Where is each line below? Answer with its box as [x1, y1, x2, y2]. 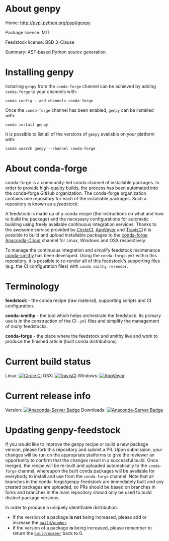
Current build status [5, 356, 91, 367]
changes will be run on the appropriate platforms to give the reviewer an [5, 451, 155, 458]
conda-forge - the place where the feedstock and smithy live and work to [5, 333, 158, 339]
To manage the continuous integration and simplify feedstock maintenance [5, 247, 160, 253]
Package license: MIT [5, 29, 50, 35]
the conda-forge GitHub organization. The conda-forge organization [5, 190, 147, 196]
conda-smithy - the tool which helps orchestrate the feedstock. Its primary [5, 313, 161, 319]
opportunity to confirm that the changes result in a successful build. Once [5, 457, 158, 463]
